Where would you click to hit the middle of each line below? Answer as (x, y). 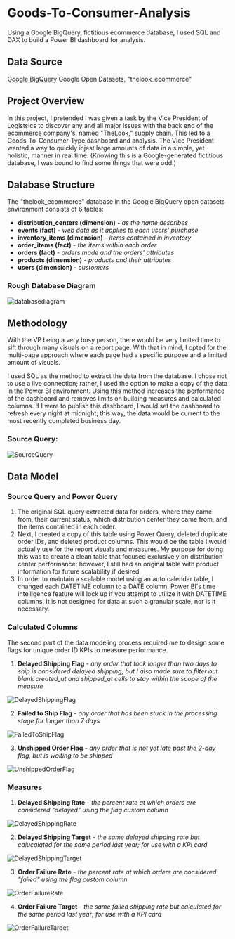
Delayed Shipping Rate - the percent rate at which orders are (107, 803)
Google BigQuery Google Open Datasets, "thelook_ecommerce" (100, 79)
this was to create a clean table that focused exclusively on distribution (120, 557)
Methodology (38, 324)
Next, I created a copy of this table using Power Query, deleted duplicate (122, 534)
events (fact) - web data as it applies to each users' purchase (108, 231)
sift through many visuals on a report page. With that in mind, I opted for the (117, 348)
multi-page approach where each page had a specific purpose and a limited (117, 355)
